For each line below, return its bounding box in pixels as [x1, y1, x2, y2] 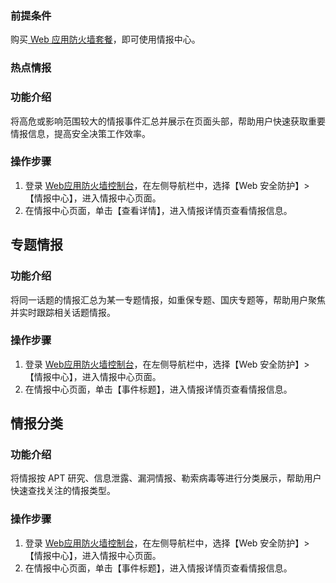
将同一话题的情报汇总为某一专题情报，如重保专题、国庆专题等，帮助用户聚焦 [10, 293, 326, 306]
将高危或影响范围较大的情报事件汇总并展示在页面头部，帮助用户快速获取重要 [10, 115, 326, 127]
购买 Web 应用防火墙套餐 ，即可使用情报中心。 [10, 33, 201, 46]
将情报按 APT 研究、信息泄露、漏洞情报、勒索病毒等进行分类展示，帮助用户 [10, 472, 322, 484]
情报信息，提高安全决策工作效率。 [10, 127, 151, 139]
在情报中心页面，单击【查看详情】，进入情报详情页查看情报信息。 [24, 204, 293, 216]
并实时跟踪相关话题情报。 [10, 306, 116, 318]
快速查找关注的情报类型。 [10, 485, 116, 497]
